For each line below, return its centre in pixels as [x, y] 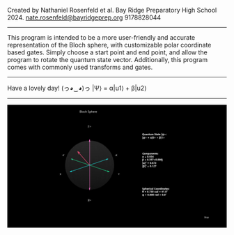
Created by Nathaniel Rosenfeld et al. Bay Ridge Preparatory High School [112, 10]
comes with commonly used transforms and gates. [80, 67]
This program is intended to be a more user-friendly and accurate [101, 37]
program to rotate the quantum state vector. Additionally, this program [107, 60]
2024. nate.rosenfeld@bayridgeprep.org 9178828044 [84, 17]
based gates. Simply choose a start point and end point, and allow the [107, 52]
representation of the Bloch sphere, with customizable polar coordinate [109, 45]
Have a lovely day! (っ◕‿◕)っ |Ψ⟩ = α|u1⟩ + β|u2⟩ [77, 88]
